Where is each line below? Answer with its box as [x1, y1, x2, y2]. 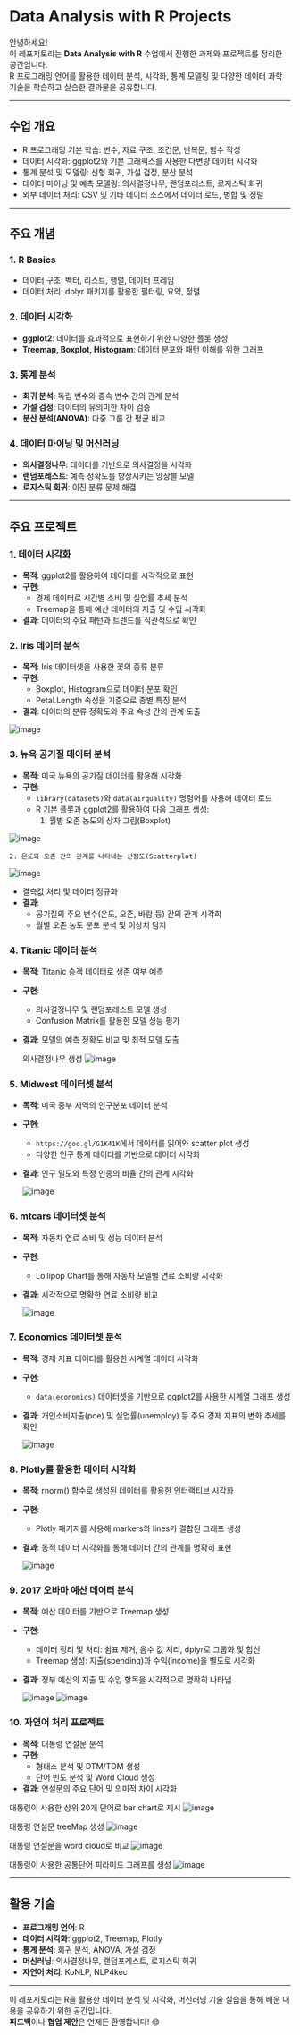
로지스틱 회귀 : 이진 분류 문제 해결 [21, 481, 137, 493]
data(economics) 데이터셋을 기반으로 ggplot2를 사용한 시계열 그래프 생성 [35, 1391, 291, 1401]
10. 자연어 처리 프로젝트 [9, 1716, 104, 1729]
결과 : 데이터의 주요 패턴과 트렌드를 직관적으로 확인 [21, 615, 196, 626]
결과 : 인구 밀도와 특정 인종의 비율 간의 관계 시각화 [21, 1168, 194, 1179]
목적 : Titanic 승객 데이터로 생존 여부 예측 [21, 966, 164, 976]
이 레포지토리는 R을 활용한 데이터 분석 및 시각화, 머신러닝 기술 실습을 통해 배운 [9, 1994, 281, 2005]
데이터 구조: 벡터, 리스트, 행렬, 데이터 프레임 [21, 275, 175, 285]
